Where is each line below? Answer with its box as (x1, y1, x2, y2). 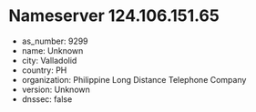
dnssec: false (21, 93, 73, 105)
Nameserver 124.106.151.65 (8, 5, 220, 26)
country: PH (21, 65, 67, 76)
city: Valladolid (21, 55, 77, 66)
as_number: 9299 (21, 36, 88, 46)
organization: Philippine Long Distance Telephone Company (21, 74, 247, 85)
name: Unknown (21, 45, 84, 56)
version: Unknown (21, 84, 90, 95)
